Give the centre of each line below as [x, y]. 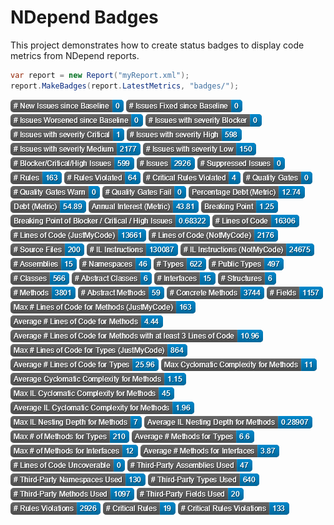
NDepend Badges [84, 17]
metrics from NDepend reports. [75, 55]
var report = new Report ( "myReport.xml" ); [100, 75]
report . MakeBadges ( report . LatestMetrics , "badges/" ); [125, 86]
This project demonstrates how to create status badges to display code [157, 45]
